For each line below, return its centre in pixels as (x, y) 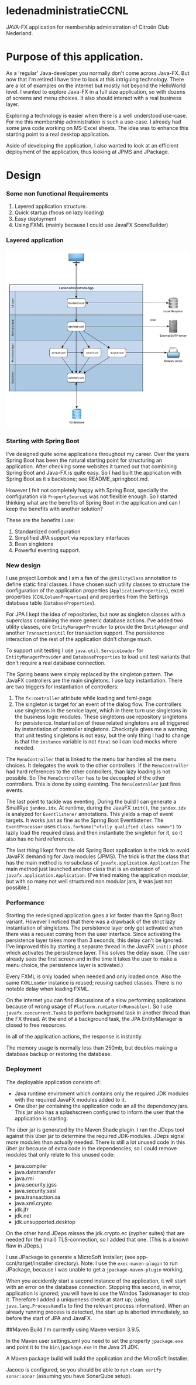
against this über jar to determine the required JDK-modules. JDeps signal (95, 1136)
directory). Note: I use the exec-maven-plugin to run (116, 1263)
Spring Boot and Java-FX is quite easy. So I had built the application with (94, 472)
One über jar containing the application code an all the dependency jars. (102, 1106)
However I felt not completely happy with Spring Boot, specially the (87, 490)
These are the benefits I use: (40, 520)
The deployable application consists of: (54, 1082)
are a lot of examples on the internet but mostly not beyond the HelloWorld (96, 85)
